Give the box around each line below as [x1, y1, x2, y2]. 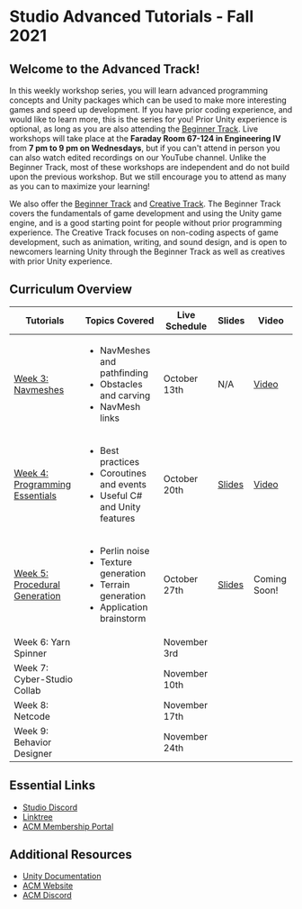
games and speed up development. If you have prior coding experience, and [9, 105, 293, 114]
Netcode [13, 710, 51, 723]
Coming [253, 572, 288, 585]
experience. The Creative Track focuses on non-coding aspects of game [9, 227, 279, 238]
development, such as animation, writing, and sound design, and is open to [9, 237, 288, 247]
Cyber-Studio [13, 673, 74, 686]
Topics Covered [84, 314, 155, 326]
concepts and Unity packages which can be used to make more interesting [9, 95, 288, 105]
